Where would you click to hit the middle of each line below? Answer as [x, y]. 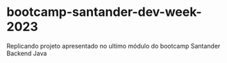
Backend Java [27, 53]
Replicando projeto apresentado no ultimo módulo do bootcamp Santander [113, 46]
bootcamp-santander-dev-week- [104, 12]
